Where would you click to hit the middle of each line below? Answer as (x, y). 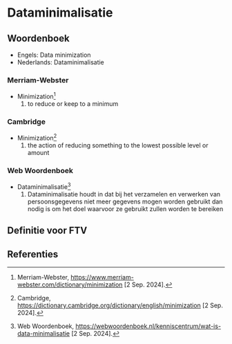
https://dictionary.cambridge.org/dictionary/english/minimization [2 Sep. (120, 305)
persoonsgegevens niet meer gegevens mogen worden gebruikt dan (125, 201)
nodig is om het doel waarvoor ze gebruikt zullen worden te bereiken (125, 208)
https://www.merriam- (102, 278)
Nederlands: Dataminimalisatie (61, 62)
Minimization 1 (37, 96)
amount (38, 152)
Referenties (33, 254)
